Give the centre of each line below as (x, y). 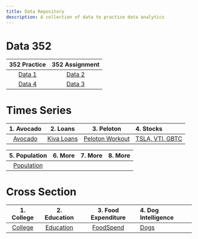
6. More (64, 156)
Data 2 (76, 75)
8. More (119, 156)
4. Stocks (149, 129)
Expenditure (108, 218)
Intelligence (157, 218)
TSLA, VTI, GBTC (159, 139)
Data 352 (29, 46)
